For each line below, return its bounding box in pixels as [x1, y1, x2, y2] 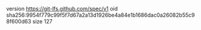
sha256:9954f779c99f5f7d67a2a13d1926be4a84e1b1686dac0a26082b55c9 [6, 11, 195, 19]
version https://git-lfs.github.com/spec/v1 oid [6, 5, 118, 12]
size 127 [32, 18, 53, 25]
